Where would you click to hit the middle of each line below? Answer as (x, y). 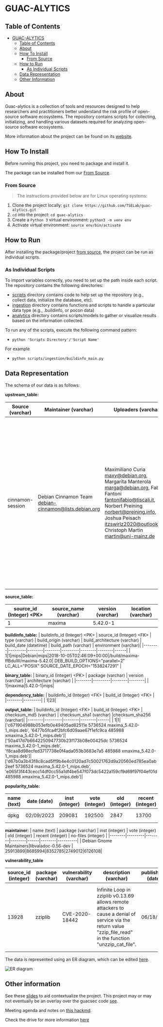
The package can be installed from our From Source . (58, 172)
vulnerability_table (24, 860)
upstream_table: (22, 394)
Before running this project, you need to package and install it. (67, 163)
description (117, 872)
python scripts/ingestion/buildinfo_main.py (58, 359)
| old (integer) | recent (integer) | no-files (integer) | (56, 835)
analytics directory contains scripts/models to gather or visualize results (84, 316)
